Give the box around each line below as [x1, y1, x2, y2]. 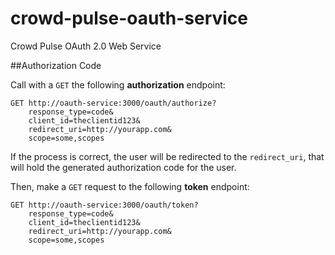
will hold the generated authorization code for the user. [10, 161, 237, 173]
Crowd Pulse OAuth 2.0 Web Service [10, 40, 162, 52]
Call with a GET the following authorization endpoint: [10, 78, 226, 91]
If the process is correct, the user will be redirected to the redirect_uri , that [10, 150, 325, 162]
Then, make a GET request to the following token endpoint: [10, 180, 250, 192]
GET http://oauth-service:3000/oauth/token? [10, 200, 199, 210]
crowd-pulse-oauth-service [10, 7, 248, 30]
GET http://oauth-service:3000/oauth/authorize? [10, 98, 217, 108]
